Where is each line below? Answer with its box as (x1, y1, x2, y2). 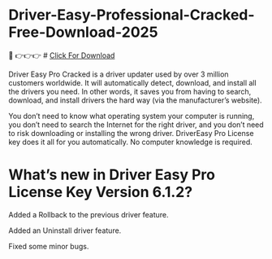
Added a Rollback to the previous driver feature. (8, 209, 169, 219)
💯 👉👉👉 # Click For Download (8, 50, 115, 60)
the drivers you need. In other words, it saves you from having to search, (8, 86, 252, 96)
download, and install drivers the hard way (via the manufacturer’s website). (8, 95, 262, 105)
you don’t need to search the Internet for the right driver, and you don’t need (8, 120, 264, 129)
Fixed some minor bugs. (8, 241, 89, 251)
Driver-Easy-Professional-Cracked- (8, 6, 255, 24)
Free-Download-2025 (8, 23, 158, 42)
